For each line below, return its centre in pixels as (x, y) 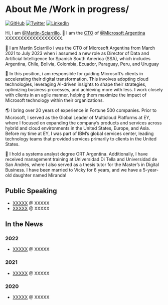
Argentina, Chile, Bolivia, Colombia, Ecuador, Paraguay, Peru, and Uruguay (82, 64)
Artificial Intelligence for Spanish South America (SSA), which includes (78, 58)
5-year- (151, 170)
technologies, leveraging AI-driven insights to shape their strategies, (76, 84)
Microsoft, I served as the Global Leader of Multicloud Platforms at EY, (78, 117)
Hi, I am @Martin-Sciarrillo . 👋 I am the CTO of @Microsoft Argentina (75, 33)
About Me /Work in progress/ (67, 9)
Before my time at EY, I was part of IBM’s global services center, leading (79, 133)
